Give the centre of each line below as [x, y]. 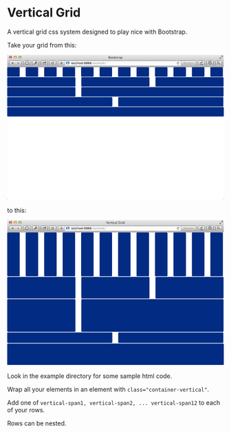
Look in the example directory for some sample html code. [90, 376]
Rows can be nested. [37, 423]
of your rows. [26, 410]
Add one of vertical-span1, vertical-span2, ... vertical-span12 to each [114, 403]
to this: [17, 211]
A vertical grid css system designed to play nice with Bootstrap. [97, 32]
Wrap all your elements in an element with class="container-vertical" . [108, 390]
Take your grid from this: [42, 45]
